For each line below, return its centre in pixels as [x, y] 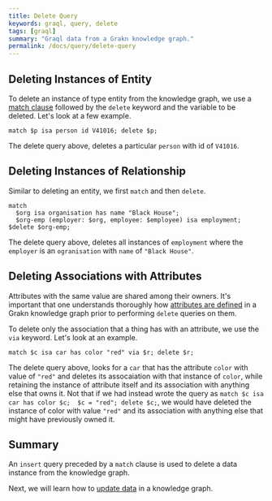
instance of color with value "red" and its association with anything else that [136, 410]
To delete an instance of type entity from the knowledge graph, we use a [130, 98]
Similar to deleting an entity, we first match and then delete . [107, 191]
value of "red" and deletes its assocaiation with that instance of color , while [136, 376]
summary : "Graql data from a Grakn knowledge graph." [101, 39]
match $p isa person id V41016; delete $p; [83, 131]
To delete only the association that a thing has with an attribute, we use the [134, 329]
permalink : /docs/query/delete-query [72, 46]
